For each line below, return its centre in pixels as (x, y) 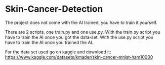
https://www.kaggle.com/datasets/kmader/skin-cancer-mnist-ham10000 (79, 57)
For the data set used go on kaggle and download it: (58, 52)
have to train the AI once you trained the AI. (49, 42)
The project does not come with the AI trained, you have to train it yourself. (81, 22)
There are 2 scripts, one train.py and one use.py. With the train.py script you (83, 32)
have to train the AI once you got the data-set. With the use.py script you (79, 37)
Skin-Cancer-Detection (54, 9)
